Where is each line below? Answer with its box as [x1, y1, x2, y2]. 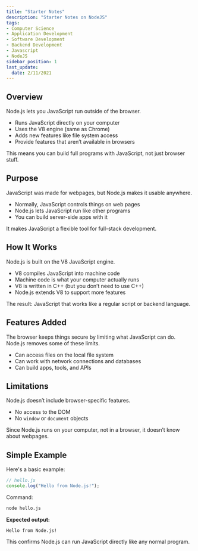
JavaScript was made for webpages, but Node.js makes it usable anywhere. [6, 189, 192, 196]
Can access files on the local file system [14, 351, 114, 358]
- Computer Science [6, 25, 55, 32]
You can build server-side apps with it [14, 213, 108, 221]
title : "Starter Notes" [6, 8, 65, 15]
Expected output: [6, 516, 51, 523]
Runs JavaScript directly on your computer [14, 119, 120, 126]
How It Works [6, 242, 58, 252]
